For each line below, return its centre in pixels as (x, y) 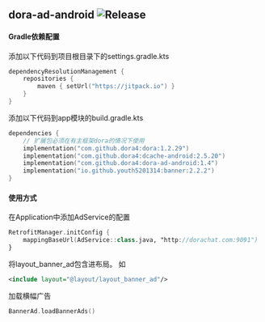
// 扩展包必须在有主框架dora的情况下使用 (84, 141)
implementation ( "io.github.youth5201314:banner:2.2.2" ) (119, 171)
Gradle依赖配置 (34, 36)
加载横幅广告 (29, 295)
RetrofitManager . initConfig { (59, 233)
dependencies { (34, 133)
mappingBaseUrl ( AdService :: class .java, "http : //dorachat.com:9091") (141, 240)
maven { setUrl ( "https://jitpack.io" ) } (106, 87)
